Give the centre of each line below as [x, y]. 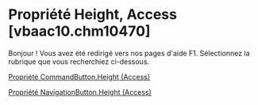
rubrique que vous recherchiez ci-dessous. [79, 62]
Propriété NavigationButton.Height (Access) [80, 92]
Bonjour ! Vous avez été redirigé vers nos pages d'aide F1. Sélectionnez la [129, 53]
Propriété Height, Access [92, 15]
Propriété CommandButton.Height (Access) [79, 77]
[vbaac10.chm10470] [79, 31]
